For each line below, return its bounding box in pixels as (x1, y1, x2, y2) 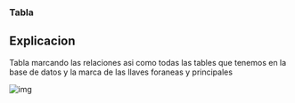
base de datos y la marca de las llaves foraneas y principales (9, 67, 234, 77)
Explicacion (9, 34, 76, 49)
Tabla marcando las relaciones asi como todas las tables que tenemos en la (9, 57, 287, 67)
